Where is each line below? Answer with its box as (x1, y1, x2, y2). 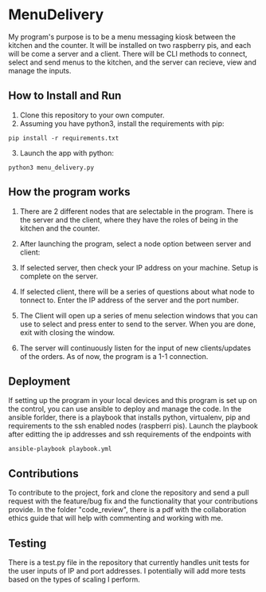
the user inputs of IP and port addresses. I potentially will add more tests (8, 566, 246, 575)
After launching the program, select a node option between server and (19, 239, 252, 248)
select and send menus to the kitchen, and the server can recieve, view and (8, 57, 257, 67)
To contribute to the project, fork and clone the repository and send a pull (8, 488, 249, 498)
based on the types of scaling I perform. (8, 574, 141, 584)
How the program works (8, 185, 131, 199)
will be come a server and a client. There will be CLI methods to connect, (8, 49, 248, 58)
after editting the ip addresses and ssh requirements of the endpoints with (8, 429, 252, 440)
